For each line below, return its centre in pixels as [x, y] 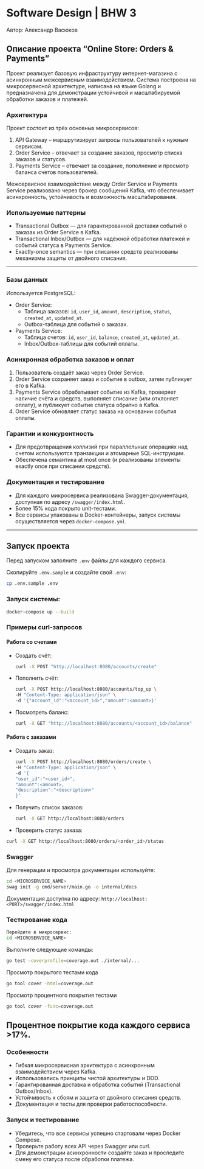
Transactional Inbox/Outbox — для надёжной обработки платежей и [102, 239]
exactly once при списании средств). [63, 466]
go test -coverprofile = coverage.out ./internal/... [73, 961]
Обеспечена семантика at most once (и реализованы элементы [98, 460]
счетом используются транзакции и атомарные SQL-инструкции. [100, 453]
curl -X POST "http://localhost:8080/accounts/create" [86, 666]
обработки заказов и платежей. [47, 99]
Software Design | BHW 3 [71, 13]
